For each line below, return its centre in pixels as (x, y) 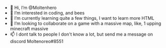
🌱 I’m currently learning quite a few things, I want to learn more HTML (82, 18)
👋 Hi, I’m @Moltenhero (33, 8)
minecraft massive (29, 29)
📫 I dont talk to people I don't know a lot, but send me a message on (81, 34)
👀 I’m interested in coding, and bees (47, 13)
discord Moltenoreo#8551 (37, 41)
